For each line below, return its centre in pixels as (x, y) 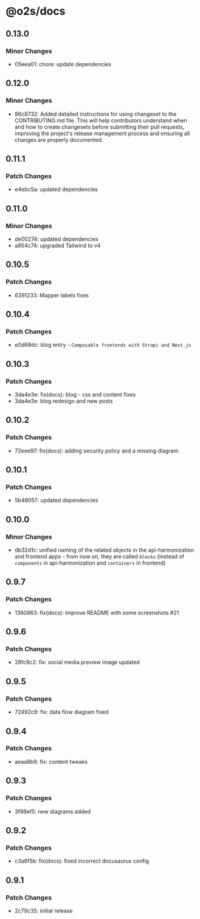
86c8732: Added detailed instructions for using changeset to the (95, 114)
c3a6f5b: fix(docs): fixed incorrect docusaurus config (82, 861)
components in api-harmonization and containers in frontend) (90, 563)
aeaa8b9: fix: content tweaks (51, 761)
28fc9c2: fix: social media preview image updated (77, 662)
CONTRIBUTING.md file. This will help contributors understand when (101, 120)
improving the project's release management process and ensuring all (102, 133)
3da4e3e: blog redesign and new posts (64, 401)
